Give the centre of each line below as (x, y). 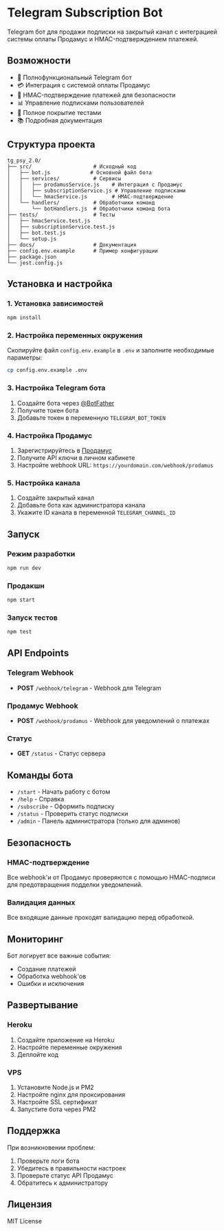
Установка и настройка (60, 284)
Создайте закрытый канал (56, 498)
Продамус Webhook (43, 706)
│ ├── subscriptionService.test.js (61, 227)
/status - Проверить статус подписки (72, 814)
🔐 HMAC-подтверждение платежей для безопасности (96, 95)
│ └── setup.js (32, 239)
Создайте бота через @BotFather (66, 403)
